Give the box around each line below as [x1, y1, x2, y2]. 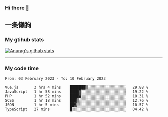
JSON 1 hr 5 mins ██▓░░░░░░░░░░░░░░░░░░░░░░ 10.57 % [5, 102, 149, 107]
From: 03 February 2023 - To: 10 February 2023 [5, 76, 106, 81]
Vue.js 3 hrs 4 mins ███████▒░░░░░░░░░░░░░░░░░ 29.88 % [5, 85, 149, 90]
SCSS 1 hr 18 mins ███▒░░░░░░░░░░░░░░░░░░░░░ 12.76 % [5, 98, 149, 103]
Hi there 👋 [5, 4, 30, 11]
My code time [5, 65, 39, 72]
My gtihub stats [5, 36, 44, 43]
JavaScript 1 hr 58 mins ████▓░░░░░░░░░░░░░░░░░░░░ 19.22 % [5, 89, 149, 94]
